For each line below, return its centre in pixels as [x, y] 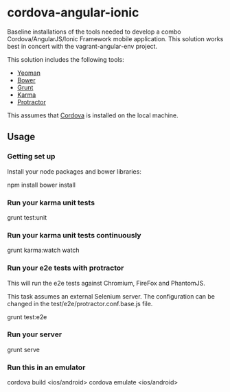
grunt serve [23, 349]
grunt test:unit [27, 217]
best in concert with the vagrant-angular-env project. [82, 46]
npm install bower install [41, 185]
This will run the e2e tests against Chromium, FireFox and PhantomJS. [106, 283]
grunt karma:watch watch [44, 250]
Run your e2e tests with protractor [66, 268]
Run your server [35, 334]
